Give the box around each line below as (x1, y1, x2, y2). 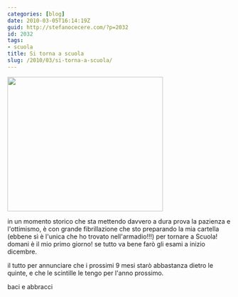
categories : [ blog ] (7, 10, 65, 18)
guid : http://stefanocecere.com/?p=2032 (7, 24, 129, 31)
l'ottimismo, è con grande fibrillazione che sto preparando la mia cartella (7, 224, 220, 233)
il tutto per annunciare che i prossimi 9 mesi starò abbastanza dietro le (7, 261, 214, 269)
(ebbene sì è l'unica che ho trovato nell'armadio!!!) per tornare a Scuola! (7, 232, 218, 241)
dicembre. (7, 247, 38, 256)
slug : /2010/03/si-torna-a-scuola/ (7, 57, 113, 64)
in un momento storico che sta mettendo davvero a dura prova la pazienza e (7, 217, 231, 225)
